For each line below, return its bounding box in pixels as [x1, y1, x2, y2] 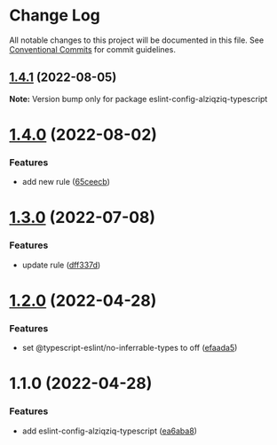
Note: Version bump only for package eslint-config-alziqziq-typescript [9, 93, 268, 104]
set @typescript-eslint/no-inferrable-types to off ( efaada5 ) [21, 343, 238, 354]
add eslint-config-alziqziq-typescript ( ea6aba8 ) [21, 425, 198, 436]
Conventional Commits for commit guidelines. [9, 44, 176, 54]
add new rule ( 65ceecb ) [21, 177, 111, 187]
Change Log [9, 5, 100, 26]
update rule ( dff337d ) [21, 259, 101, 270]
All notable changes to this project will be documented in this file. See [9, 35, 265, 45]
